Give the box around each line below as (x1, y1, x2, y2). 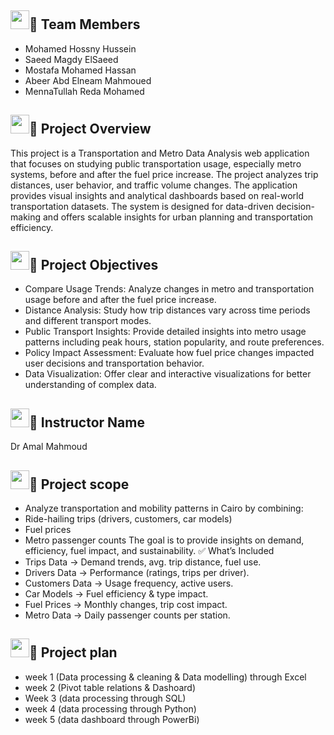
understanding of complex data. (24, 379, 157, 391)
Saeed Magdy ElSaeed (24, 53, 119, 65)
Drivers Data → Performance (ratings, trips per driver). (24, 567, 250, 579)
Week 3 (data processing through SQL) (24, 692, 187, 704)
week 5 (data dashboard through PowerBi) (24, 713, 200, 725)
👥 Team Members (29, 16, 141, 33)
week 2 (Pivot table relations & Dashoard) (24, 681, 197, 693)
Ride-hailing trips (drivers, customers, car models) (24, 513, 233, 525)
